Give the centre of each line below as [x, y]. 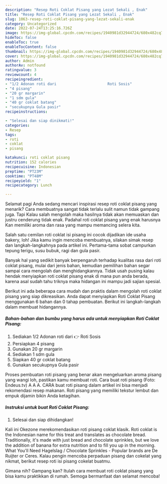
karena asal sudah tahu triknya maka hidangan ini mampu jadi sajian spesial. [83, 282]
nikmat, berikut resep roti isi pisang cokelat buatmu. [58, 461]
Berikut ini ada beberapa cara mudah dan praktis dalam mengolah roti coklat [83, 291]
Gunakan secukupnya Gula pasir [45, 365]
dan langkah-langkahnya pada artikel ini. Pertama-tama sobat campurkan [81, 245]
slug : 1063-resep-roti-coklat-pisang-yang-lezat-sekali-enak [70, 19]
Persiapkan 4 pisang [33, 344]
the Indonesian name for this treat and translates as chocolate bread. [76, 435]
